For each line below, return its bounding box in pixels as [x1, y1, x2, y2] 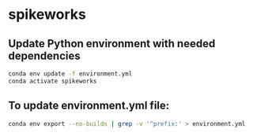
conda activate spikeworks [8, 77, 97, 85]
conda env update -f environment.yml [8, 70, 133, 78]
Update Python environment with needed [8, 37, 216, 50]
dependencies [8, 49, 81, 62]
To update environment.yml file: [8, 99, 170, 112]
